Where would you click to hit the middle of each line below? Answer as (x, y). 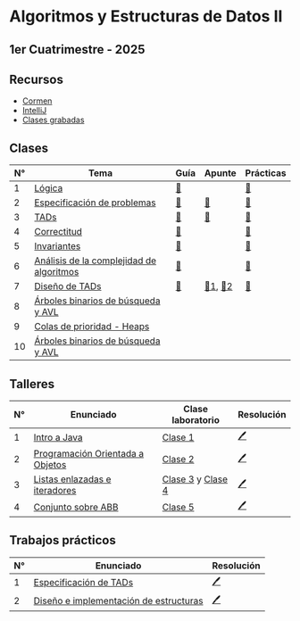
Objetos (50, 465)
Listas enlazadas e (72, 479)
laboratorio (196, 420)
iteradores (55, 491)
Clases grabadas (53, 120)
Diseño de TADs (68, 286)
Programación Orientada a (89, 454)
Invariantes (58, 246)
